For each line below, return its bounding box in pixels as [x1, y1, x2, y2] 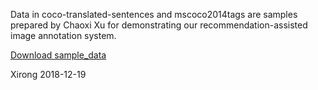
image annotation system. [10, 30, 117, 41]
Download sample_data [10, 49, 107, 61]
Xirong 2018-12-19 [10, 69, 87, 80]
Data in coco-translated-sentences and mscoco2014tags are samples [10, 9, 298, 20]
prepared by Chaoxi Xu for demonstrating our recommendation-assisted [10, 19, 308, 31]
